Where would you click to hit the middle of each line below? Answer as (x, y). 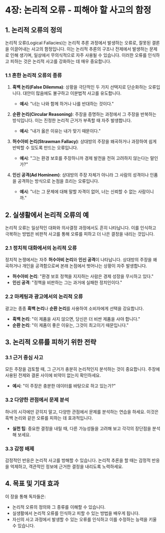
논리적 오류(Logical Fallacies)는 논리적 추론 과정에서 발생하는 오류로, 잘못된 (78, 43)
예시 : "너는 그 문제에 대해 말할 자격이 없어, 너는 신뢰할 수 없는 (78, 192)
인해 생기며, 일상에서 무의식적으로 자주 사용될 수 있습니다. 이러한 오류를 (78, 55)
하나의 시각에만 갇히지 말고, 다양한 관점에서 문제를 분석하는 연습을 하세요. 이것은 (82, 412)
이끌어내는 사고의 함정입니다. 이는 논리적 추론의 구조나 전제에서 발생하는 (79, 49)
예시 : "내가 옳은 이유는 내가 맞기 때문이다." (60, 131)
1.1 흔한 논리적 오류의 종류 (34, 75)
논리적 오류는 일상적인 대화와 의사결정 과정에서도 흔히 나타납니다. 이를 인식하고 (81, 228)
